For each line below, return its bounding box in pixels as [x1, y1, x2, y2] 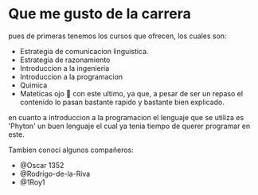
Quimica [19, 80, 48, 90]
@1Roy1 [19, 177, 45, 187]
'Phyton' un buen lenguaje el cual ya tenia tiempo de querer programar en [8, 121, 251, 131]
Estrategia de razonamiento [19, 55, 111, 64]
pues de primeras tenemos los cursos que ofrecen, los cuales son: [8, 31, 227, 41]
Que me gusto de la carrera [8, 5, 191, 23]
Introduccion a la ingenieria [19, 63, 110, 72]
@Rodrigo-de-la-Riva [19, 169, 91, 178]
